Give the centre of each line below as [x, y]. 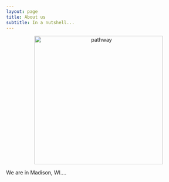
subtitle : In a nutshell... [40, 22]
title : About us [26, 17]
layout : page [22, 11]
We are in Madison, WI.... [36, 173]
